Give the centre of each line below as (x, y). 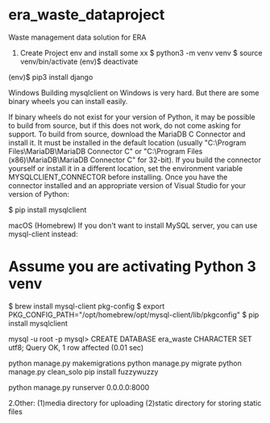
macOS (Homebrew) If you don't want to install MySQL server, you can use (133, 225)
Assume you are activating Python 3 (132, 267)
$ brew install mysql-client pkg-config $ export (87, 306)
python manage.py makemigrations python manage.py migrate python (125, 363)
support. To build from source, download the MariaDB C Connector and (127, 134)
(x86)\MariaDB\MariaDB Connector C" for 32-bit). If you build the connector (135, 160)
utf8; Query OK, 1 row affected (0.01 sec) (76, 347)
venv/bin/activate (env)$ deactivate (79, 61)
